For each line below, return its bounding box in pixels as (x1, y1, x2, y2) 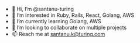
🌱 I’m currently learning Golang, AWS (11, 18, 101, 24)
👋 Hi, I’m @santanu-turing (11, 6, 74, 12)
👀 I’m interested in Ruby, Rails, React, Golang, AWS (11, 12, 135, 19)
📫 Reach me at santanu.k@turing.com (11, 31, 105, 37)
